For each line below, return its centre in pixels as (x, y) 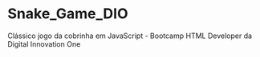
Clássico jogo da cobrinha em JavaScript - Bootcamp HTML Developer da (130, 36)
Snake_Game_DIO (68, 14)
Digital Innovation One (44, 44)
